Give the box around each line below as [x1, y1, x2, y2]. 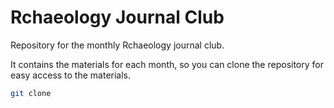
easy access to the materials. [10, 69, 132, 81]
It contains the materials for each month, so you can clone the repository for [10, 58, 324, 70]
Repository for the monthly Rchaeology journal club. [10, 39, 225, 51]
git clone [10, 88, 52, 98]
